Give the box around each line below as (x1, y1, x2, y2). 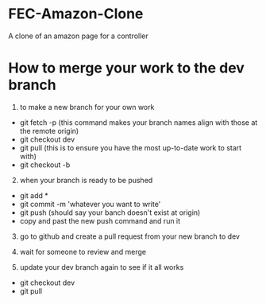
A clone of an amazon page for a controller (8, 31, 148, 41)
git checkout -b (19, 160, 71, 170)
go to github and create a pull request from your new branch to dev (19, 232, 241, 241)
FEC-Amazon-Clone (8, 5, 144, 23)
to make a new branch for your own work (19, 102, 155, 111)
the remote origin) (19, 126, 79, 135)
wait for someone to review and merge (19, 247, 147, 256)
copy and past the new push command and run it (19, 216, 181, 225)
